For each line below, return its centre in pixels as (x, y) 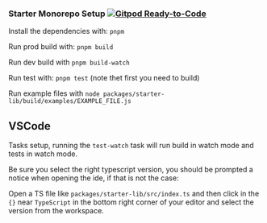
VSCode (29, 126)
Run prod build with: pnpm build (61, 47)
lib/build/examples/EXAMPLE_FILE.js (70, 101)
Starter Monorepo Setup (57, 14)
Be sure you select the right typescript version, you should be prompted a (131, 170)
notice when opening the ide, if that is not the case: (94, 178)
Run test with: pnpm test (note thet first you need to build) (104, 78)
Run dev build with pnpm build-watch (69, 62)
